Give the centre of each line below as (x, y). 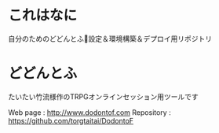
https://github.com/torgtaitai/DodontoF (71, 120)
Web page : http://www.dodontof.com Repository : (89, 112)
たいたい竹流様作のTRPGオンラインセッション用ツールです (103, 96)
